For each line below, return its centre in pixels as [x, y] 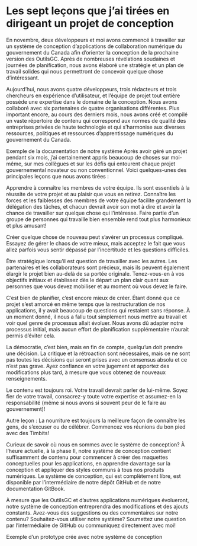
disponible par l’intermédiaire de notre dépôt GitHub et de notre [84, 482]
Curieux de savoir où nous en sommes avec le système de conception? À [96, 444]
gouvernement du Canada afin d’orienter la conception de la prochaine [92, 52]
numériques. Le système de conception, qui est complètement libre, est [93, 476]
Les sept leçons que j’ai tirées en [88, 11]
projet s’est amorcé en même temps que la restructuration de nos [86, 304]
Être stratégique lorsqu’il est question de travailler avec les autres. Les [92, 261]
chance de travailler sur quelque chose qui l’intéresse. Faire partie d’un [93, 213]
